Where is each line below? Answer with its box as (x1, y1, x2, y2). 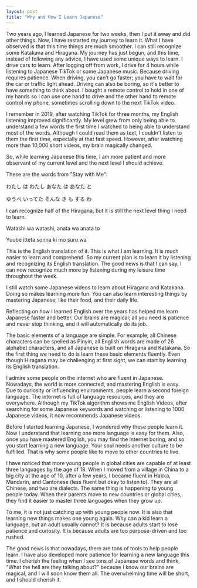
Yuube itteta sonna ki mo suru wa (6, 236, 87, 243)
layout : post (6, 8, 38, 15)
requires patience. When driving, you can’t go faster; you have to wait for (6, 74, 183, 81)
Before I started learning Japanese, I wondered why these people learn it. (6, 423, 184, 430)
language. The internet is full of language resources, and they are (6, 393, 164, 400)
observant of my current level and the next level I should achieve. (6, 159, 164, 166)
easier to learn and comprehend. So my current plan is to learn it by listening (6, 253, 191, 260)
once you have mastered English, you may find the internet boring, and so (6, 436, 185, 443)
